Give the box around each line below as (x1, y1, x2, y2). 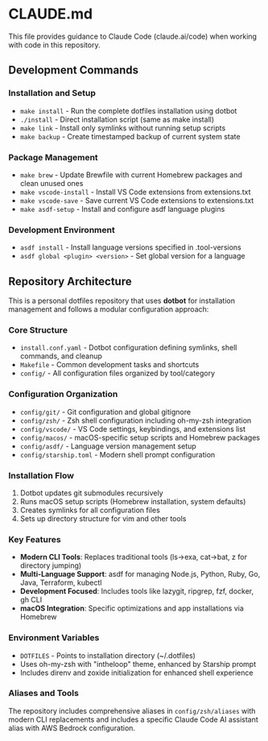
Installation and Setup (8, 88, 97, 99)
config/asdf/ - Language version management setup (19, 441, 197, 451)
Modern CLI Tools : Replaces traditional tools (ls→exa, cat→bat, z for (19, 553, 248, 562)
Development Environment (8, 224, 115, 235)
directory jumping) (19, 561, 82, 570)
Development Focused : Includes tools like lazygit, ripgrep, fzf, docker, (19, 586, 254, 596)
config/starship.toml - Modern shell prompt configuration (19, 449, 216, 459)
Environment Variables (8, 632, 100, 644)
